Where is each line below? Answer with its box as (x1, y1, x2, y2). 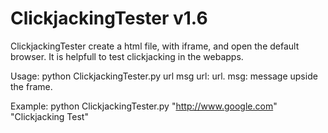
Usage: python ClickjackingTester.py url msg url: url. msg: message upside (10, 70, 318, 82)
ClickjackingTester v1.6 (10, 7, 208, 30)
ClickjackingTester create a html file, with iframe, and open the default (10, 40, 300, 52)
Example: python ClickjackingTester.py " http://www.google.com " (10, 100, 278, 112)
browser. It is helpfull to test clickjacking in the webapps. (10, 50, 244, 62)
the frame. (10, 80, 53, 92)
